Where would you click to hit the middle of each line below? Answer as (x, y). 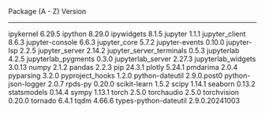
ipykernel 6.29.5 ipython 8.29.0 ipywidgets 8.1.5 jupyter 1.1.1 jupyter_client (127, 34)
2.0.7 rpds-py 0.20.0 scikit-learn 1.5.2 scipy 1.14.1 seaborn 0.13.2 (152, 84)
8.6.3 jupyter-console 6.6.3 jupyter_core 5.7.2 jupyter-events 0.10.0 (116, 42)
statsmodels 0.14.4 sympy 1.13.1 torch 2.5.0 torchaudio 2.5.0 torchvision (123, 92)
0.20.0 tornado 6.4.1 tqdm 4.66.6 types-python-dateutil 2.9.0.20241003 (124, 100)
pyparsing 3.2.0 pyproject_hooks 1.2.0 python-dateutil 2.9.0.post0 (116, 75)
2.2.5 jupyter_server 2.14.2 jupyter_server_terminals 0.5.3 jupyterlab (129, 51)
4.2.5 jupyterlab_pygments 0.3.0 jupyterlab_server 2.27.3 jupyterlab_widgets (132, 59)
